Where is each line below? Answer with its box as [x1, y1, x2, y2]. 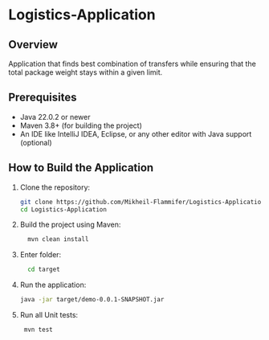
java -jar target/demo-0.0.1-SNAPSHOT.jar [19, 296, 165, 304]
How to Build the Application [8, 161, 154, 174]
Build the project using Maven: [19, 219, 121, 230]
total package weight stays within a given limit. [8, 68, 163, 77]
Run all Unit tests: [19, 310, 79, 319]
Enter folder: [19, 250, 62, 260]
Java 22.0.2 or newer [19, 112, 91, 121]
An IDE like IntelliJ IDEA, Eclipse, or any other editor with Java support [19, 129, 252, 138]
